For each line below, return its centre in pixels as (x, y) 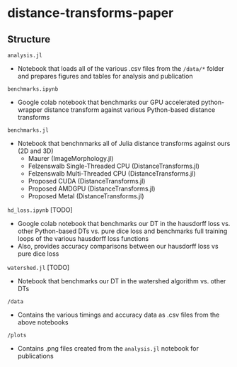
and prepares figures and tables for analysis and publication (105, 76)
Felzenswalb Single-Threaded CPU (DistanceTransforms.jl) (114, 166)
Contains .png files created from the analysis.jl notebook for (108, 348)
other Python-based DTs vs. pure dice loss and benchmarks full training (122, 231)
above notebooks (43, 322)
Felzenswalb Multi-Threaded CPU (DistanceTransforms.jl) (112, 174)
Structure (29, 39)
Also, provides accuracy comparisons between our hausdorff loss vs (118, 246)
